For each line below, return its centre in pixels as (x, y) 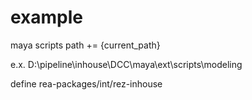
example (47, 17)
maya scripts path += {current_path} (85, 45)
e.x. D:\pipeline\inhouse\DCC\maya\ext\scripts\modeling (126, 64)
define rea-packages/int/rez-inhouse (86, 83)
